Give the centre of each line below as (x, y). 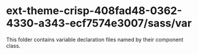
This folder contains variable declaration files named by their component (95, 39)
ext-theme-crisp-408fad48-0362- (94, 11)
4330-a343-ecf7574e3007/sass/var (99, 23)
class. (13, 46)
